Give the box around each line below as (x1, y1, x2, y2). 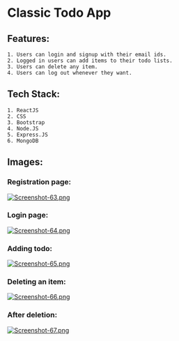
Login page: (7, 211, 49, 220)
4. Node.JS (7, 125, 39, 132)
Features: (7, 33, 50, 45)
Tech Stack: (7, 89, 61, 100)
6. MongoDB (7, 137, 39, 144)
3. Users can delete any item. (7, 63, 98, 70)
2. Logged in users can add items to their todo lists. (7, 57, 173, 64)
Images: (7, 156, 43, 168)
